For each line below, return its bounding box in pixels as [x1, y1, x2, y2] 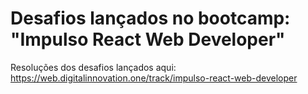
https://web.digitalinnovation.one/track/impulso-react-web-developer [10, 72, 298, 84]
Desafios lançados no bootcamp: [10, 7, 291, 30]
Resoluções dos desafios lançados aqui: [10, 61, 177, 73]
